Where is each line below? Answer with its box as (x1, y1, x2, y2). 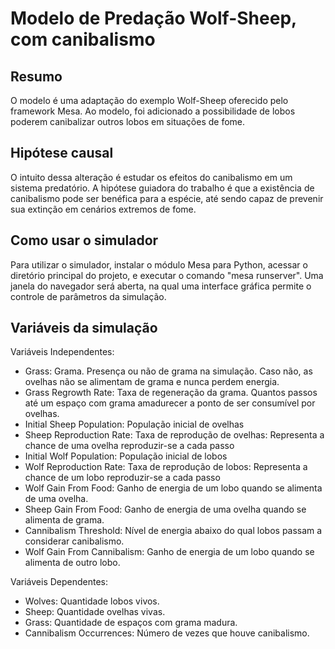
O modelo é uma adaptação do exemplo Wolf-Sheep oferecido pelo (10, 95, 289, 106)
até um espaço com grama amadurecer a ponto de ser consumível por (24, 397, 316, 409)
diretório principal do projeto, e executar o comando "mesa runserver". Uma (10, 269, 324, 281)
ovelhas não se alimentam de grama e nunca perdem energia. (24, 376, 280, 388)
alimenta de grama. (24, 514, 105, 526)
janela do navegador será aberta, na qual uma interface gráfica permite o (10, 280, 312, 292)
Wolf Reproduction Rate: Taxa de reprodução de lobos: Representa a (24, 461, 308, 473)
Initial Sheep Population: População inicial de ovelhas (24, 418, 245, 431)
